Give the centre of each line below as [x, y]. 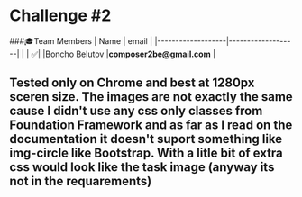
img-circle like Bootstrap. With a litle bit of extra [146, 153]
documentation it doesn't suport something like [146, 139]
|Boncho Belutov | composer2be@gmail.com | [129, 54]
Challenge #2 [60, 16]
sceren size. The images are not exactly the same [151, 97]
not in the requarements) [81, 181]
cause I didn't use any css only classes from [136, 111]
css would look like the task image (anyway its [142, 167]
